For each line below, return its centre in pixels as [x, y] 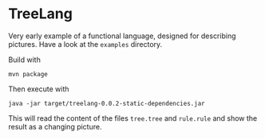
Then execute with [39, 89]
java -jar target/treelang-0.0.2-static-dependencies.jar [107, 103]
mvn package [28, 74]
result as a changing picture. [55, 126]
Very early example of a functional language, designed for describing [122, 36]
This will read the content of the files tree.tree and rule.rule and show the [133, 118]
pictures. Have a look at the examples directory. [85, 44]
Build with [25, 60]
